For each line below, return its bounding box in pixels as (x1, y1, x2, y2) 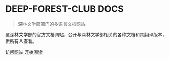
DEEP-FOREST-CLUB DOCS (5, 3, 124, 15)
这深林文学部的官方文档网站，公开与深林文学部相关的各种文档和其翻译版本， (5, 31, 167, 37)
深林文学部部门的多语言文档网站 (17, 21, 86, 27)
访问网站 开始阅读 (5, 49, 43, 55)
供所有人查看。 (5, 38, 37, 44)
